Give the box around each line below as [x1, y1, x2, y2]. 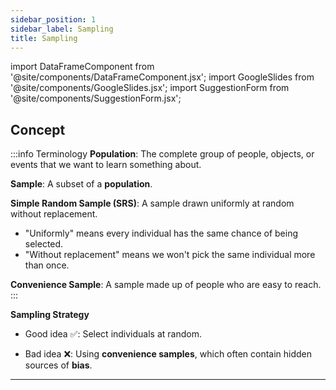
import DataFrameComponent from [10, 61, 155, 73]
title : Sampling [10, 33, 78, 43]
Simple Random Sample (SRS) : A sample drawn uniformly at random [10, 197, 295, 210]
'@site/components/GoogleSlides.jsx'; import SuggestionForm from [10, 82, 290, 94]
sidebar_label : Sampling [10, 24, 114, 34]
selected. [24, 238, 64, 250]
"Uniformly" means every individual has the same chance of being [24, 227, 299, 240]
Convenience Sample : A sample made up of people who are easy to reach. [10, 279, 322, 291]
